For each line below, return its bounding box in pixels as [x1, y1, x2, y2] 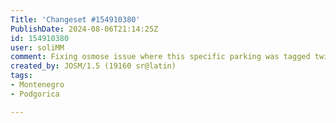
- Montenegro [10, 80, 65, 90]
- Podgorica [10, 89, 60, 99]
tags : [10, 71, 33, 81]
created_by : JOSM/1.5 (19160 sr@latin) [10, 61, 177, 71]
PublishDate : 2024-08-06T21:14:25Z [10, 24, 159, 34]
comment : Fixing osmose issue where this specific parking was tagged [10, 52, 311, 62]
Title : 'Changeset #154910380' [10, 14, 141, 25]
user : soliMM [10, 42, 65, 53]
